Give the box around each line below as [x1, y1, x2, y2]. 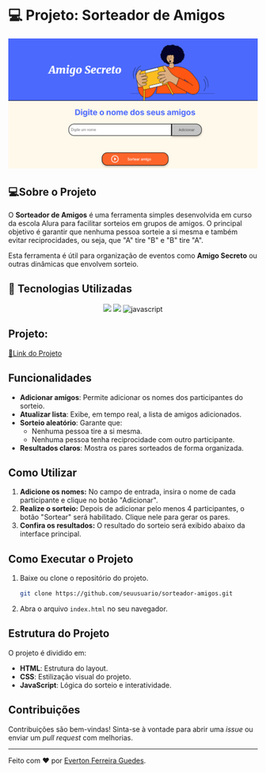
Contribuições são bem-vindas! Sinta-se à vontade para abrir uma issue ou [8, 724, 253, 734]
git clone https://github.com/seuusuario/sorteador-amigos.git [19, 590, 234, 598]
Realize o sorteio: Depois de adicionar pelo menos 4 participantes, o [19, 504, 245, 513]
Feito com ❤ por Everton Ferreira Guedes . [8, 756, 146, 765]
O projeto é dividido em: [8, 648, 87, 657]
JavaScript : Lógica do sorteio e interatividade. [19, 680, 172, 690]
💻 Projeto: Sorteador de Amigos [8, 6, 226, 25]
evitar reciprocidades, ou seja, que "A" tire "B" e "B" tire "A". [8, 236, 204, 245]
